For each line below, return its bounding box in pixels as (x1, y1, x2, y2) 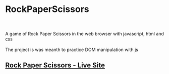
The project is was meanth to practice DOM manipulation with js (5, 46, 139, 52)
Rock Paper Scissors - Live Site (5, 61, 105, 69)
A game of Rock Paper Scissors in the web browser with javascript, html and (5, 30, 164, 36)
